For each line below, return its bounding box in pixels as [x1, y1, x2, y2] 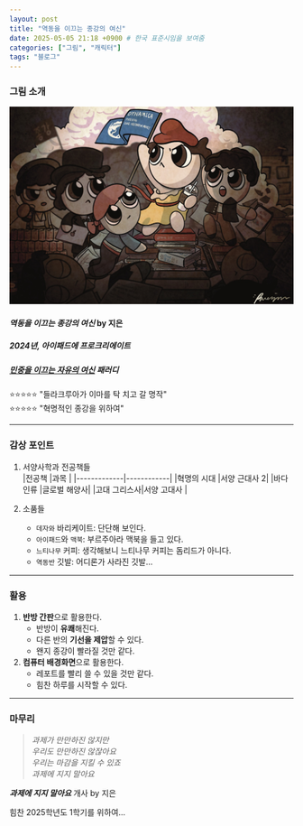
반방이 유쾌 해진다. [35, 623, 99, 634]
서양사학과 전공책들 [22, 461, 91, 472]
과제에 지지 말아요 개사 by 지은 [9, 788, 117, 799]
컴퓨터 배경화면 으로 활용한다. [22, 656, 124, 667]
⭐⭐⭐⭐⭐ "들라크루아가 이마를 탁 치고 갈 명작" [9, 389, 168, 400]
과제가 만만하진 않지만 [31, 735, 110, 746]
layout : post [9, 14, 59, 23]
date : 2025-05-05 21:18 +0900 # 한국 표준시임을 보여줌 [9, 33, 205, 42]
